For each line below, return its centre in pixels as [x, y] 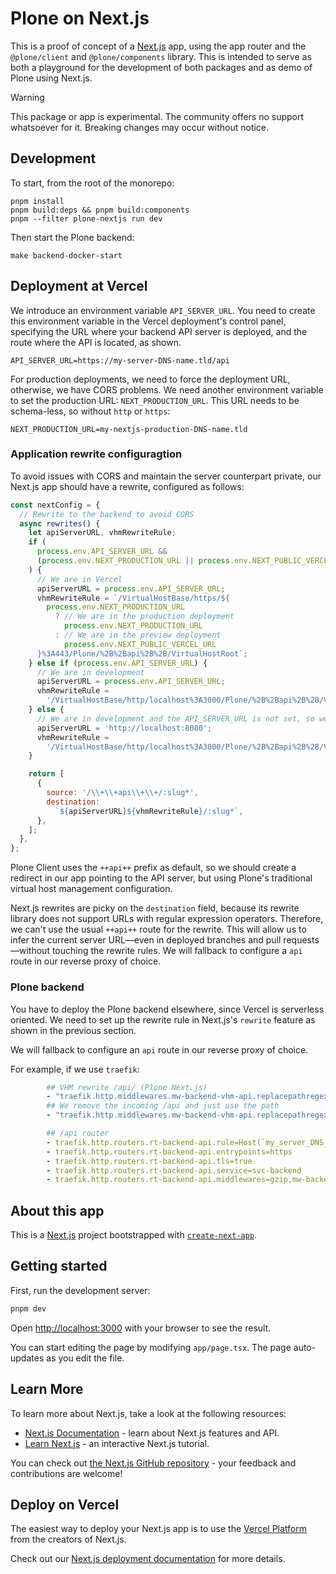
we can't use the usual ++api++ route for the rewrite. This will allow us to [158, 929]
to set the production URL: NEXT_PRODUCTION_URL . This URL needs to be [155, 400]
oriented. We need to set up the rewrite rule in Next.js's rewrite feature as [163, 1019]
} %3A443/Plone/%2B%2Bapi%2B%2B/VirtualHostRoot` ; [142, 653]
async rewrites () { [60, 523]
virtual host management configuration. [91, 889]
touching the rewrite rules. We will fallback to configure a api [177, 951]
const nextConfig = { [55, 505]
